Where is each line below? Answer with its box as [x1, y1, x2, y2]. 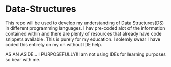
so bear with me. [5, 56, 41, 62]
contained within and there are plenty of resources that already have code [5, 30, 162, 37]
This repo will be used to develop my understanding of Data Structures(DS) [5, 20, 164, 26]
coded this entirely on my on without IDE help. [5, 41, 102, 47]
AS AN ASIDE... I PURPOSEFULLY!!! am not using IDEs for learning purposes [5, 51, 166, 57]
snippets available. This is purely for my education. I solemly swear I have [5, 36, 161, 42]
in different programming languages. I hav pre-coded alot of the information [5, 25, 165, 31]
